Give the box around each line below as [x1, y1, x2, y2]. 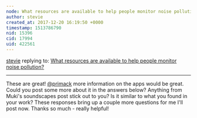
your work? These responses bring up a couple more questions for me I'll [6, 99, 184, 106]
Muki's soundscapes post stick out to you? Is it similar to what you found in [6, 92, 188, 99]
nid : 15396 [6, 30, 33, 36]
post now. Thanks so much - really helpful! [6, 105, 110, 112]
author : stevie [6, 14, 43, 20]
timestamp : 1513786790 [6, 25, 62, 31]
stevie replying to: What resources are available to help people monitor [6, 57, 177, 64]
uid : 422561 [6, 41, 35, 47]
